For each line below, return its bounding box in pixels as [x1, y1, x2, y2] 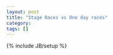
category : [6, 20, 32, 26]
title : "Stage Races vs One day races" [6, 15, 108, 21]
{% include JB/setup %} [6, 42, 67, 50]
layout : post [6, 8, 40, 15]
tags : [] [6, 25, 29, 32]
